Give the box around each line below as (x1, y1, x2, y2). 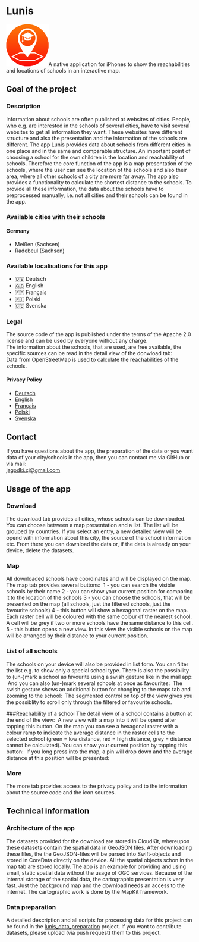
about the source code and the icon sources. (6, 788, 116, 796)
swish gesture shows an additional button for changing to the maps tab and (6, 686, 191, 693)
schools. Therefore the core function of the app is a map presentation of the (6, 159, 192, 167)
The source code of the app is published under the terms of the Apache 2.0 (6, 331, 191, 338)
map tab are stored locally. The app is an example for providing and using (6, 863, 186, 870)
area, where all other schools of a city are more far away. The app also (6, 173, 179, 180)
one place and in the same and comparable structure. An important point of (6, 147, 191, 154)
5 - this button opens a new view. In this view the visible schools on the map (6, 626, 192, 633)
